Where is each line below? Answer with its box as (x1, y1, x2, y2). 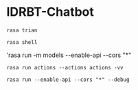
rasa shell (6, 38, 38, 45)
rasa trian (6, 27, 38, 34)
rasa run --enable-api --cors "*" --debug (6, 76, 130, 83)
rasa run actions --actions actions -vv (6, 64, 124, 71)
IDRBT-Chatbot (6, 4, 94, 20)
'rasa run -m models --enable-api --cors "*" (6, 51, 132, 59)
